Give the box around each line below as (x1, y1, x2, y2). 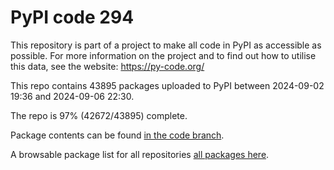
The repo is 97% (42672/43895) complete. (10, 109, 188, 121)
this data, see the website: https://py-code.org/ (10, 60, 205, 72)
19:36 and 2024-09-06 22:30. (10, 90, 135, 102)
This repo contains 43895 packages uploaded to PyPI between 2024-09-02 (10, 79, 325, 91)
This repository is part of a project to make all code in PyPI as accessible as (10, 39, 322, 51)
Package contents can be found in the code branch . (10, 129, 225, 141)
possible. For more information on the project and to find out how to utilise (10, 49, 317, 61)
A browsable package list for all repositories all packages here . (10, 148, 270, 160)
